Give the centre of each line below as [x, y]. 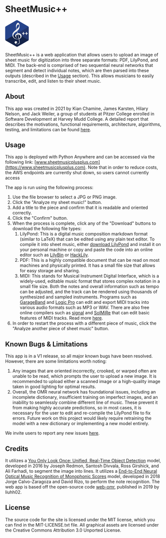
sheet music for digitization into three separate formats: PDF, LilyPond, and [82, 60]
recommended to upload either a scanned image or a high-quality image [86, 382]
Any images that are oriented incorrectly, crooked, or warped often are [84, 371]
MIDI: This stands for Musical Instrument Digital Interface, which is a [89, 276]
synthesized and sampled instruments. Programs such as [78, 297]
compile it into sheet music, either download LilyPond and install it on [90, 245]
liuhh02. [14, 492]
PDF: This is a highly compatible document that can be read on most [89, 260]
